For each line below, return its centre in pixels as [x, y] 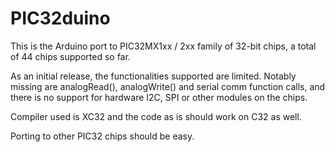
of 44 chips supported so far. [70, 56]
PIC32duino [60, 18]
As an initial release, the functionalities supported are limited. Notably [153, 76]
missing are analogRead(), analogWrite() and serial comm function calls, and [168, 86]
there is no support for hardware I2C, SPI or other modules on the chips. [159, 97]
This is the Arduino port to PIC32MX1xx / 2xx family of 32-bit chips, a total [163, 46]
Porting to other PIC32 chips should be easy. [102, 136]
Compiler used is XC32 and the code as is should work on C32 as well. [156, 116]
